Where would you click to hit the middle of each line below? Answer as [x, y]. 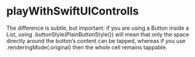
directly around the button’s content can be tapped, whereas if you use [96, 41]
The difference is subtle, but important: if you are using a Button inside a [97, 28]
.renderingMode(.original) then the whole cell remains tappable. [87, 47]
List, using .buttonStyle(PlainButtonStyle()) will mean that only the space [98, 34]
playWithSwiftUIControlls [73, 11]
